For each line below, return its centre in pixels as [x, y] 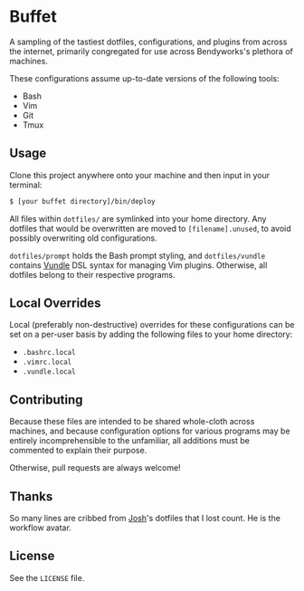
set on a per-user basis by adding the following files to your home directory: [151, 334]
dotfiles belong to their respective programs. [92, 274]
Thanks [31, 496]
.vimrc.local [47, 362]
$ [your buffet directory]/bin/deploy [82, 201]
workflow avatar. [41, 528]
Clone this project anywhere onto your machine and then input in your [139, 175]
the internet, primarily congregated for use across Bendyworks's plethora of [152, 51]
